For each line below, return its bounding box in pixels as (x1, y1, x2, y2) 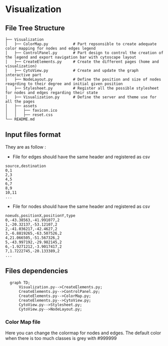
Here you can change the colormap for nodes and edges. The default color (5, 330, 161, 336)
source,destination (5, 163, 46, 168)
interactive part (5, 72, 42, 77)
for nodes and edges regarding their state (5, 90, 98, 95)
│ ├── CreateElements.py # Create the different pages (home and (5, 59, 159, 64)
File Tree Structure (5, 24, 65, 32)
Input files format (5, 131, 61, 139)
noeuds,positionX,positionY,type (5, 213, 76, 218)
